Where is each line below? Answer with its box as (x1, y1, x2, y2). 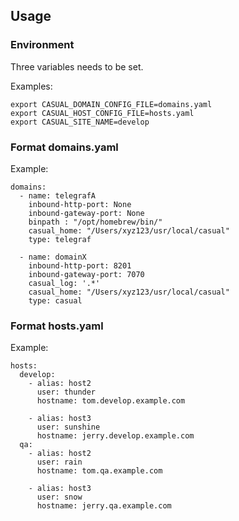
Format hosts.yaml (10, 319, 104, 333)
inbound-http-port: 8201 (28, 260, 132, 271)
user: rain (36, 457, 83, 468)
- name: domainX (19, 252, 87, 262)
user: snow (36, 492, 83, 503)
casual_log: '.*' (28, 278, 101, 288)
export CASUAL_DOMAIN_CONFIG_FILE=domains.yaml (10, 99, 213, 109)
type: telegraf (28, 234, 92, 244)
